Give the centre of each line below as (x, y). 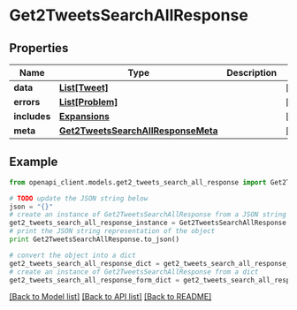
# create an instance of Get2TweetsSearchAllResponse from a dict (134, 272)
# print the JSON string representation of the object (112, 231)
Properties (39, 48)
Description (251, 73)
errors (27, 102)
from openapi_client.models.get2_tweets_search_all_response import (138, 182)
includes (32, 116)
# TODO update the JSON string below (79, 198)
